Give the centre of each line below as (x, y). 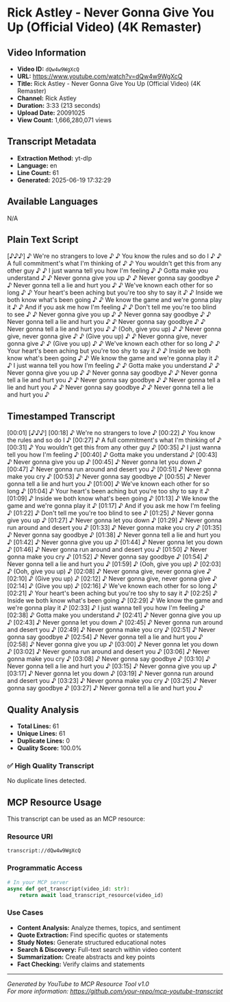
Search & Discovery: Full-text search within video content (99, 949)
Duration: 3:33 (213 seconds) (59, 105)
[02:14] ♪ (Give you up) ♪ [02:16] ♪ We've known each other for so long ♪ (112, 586)
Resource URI (30, 837)
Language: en (37, 165)
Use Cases (25, 913)
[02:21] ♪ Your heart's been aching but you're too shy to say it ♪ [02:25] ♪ (112, 593)
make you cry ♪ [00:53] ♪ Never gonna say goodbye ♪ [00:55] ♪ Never (109, 477)
